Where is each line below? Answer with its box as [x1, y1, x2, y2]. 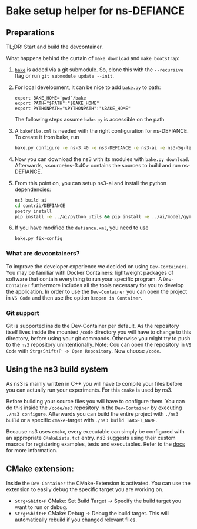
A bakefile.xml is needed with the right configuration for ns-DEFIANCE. [14, 127, 189, 134]
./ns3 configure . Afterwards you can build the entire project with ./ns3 [6, 410, 179, 417]
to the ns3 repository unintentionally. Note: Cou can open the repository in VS [6, 341, 192, 348]
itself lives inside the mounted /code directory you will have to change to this [6, 328, 191, 336]
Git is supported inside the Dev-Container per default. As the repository [6, 322, 179, 329]
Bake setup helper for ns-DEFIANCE [6, 4, 185, 18]
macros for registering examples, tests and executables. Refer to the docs [6, 441, 185, 448]
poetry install [14, 208, 52, 214]
